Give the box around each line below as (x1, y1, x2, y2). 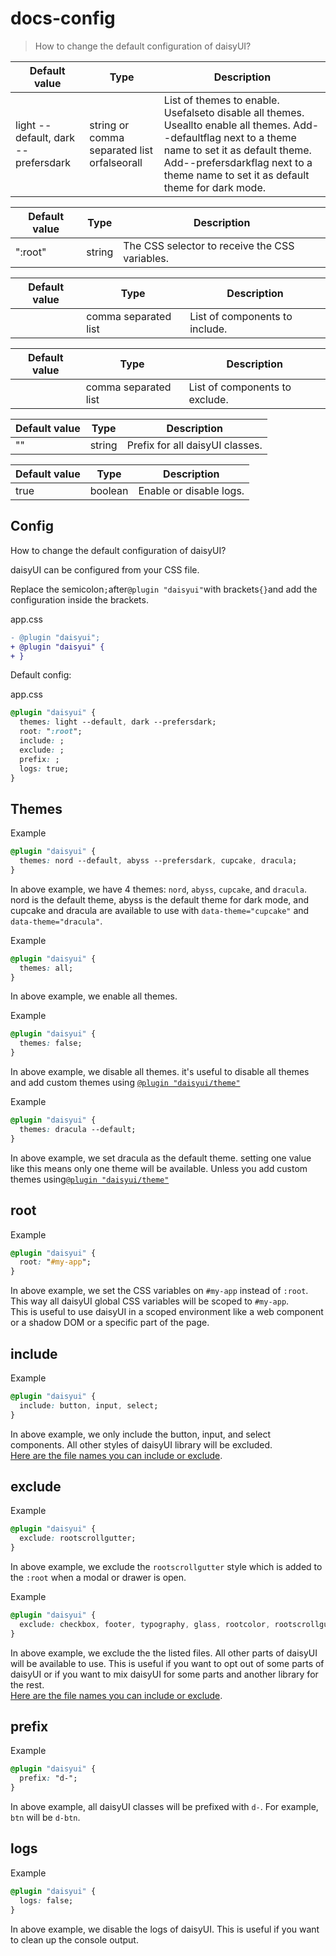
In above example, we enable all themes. (10, 990, 178, 1002)
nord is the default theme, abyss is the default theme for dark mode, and (10, 893, 309, 906)
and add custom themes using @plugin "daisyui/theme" (10, 1077, 241, 1089)
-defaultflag (163, 130, 222, 144)
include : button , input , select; (19, 1400, 159, 1411)
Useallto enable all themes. (163, 118, 291, 132)
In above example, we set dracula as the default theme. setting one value (10, 1152, 312, 1164)
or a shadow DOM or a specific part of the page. (10, 1317, 210, 1329)
